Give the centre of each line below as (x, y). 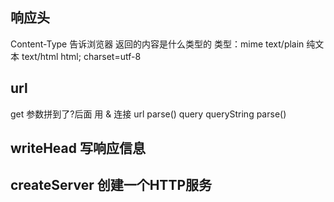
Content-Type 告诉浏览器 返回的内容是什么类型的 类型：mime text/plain (157, 44)
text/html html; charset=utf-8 (81, 56)
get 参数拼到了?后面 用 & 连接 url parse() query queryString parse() (148, 114)
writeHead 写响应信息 (78, 148)
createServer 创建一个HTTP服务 (111, 185)
